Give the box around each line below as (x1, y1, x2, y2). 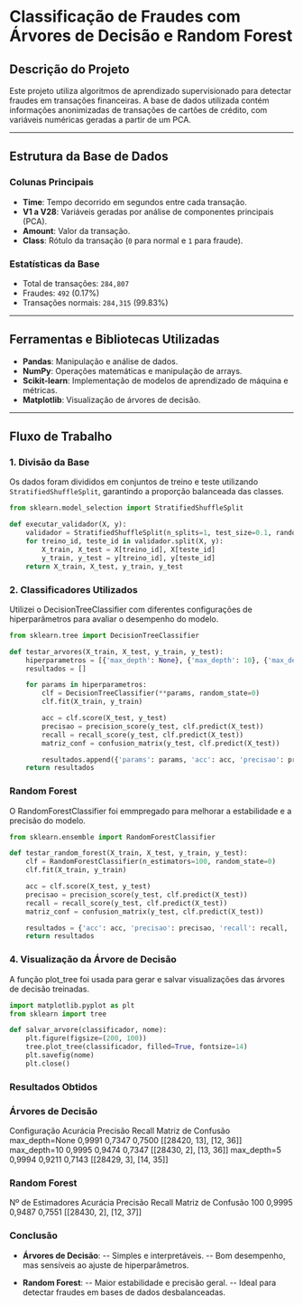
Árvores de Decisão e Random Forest (9, 25, 293, 46)
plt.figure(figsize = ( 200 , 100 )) (25, 1034, 147, 1043)
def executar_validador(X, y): (9, 520, 127, 530)
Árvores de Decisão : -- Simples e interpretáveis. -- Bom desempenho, (22, 1250, 286, 1261)
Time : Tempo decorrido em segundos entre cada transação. (22, 196, 248, 207)
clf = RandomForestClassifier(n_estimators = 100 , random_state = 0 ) (25, 857, 277, 867)
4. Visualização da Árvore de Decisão (9, 953, 178, 966)
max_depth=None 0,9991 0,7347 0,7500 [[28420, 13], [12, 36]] (9, 1134, 243, 1145)
